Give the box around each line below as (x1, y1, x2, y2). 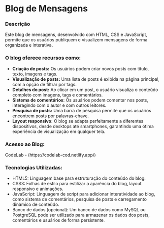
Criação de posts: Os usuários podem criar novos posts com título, (12, 65, 149, 71)
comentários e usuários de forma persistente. (12, 217, 105, 223)
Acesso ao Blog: (5, 141, 45, 148)
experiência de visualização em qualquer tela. (12, 129, 106, 134)
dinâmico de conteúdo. (12, 201, 60, 207)
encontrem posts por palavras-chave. (12, 113, 89, 119)
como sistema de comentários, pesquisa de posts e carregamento (12, 196, 147, 202)
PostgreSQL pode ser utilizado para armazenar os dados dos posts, (12, 212, 150, 218)
